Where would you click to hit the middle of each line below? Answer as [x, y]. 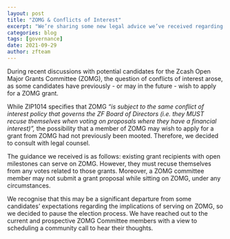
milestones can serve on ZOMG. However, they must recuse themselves [109, 163]
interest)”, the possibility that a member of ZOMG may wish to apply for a [111, 128]
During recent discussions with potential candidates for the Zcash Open [109, 71]
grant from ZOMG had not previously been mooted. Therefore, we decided [113, 135]
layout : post [26, 13]
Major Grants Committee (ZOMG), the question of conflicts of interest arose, [115, 78]
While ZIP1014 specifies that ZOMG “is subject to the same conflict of [106, 106]
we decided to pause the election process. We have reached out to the [107, 213]
